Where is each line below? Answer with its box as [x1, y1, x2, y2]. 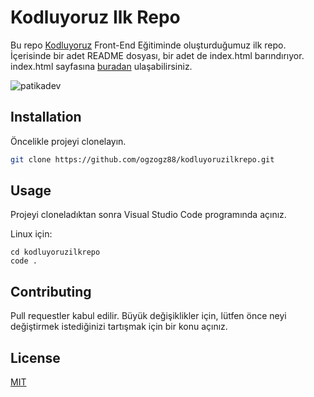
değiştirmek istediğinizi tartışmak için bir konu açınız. [10, 321, 228, 333]
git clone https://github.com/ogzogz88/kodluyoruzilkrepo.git [10, 154, 275, 165]
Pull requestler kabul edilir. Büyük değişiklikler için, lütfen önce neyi [10, 310, 287, 322]
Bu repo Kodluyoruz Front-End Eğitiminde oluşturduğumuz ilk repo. [10, 39, 287, 51]
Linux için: [10, 228, 53, 240]
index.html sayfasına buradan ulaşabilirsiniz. [10, 60, 193, 72]
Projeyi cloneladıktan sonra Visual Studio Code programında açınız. [10, 209, 287, 221]
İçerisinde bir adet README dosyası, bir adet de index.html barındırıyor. [10, 49, 305, 61]
